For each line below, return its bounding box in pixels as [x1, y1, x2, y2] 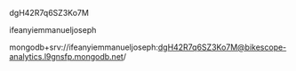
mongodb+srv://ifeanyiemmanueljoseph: [9, 42, 158, 52]
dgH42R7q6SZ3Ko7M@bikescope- [157, 42, 287, 52]
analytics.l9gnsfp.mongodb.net [9, 51, 124, 61]
